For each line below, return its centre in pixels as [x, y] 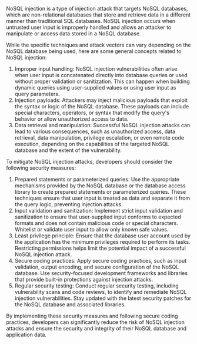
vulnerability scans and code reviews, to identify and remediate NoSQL [101, 292]
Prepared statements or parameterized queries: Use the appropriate [97, 179]
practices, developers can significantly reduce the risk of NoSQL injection [96, 322]
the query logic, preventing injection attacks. [69, 204]
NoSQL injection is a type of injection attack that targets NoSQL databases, [97, 9]
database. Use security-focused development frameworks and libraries [101, 273]
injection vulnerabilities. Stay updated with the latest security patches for [103, 298]
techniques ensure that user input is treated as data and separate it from [102, 198]
